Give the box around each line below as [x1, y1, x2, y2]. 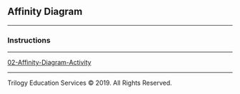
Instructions [7, 35, 51, 45]
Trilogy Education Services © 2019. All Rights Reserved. [7, 78, 173, 88]
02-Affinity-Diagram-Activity [7, 58, 91, 67]
